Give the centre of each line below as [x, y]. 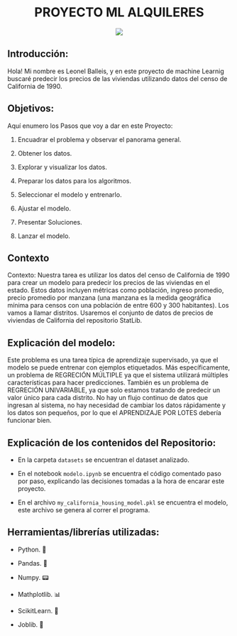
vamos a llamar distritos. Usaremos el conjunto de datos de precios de [110, 313]
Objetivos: [31, 108]
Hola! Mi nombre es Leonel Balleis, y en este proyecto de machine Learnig [116, 71]
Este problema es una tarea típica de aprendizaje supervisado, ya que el [113, 360]
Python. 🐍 [32, 549]
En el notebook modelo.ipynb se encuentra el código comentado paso [119, 474]
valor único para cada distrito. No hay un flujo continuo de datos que [108, 398]
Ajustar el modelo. [44, 208]
